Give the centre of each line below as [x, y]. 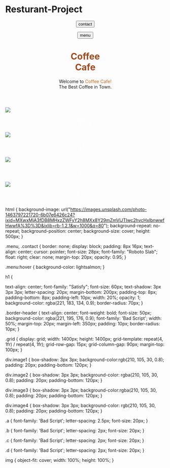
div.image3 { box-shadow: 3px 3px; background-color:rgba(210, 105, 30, [81, 390]
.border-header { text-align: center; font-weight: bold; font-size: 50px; [78, 313]
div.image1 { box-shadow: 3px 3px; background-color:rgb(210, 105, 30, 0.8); [85, 360]
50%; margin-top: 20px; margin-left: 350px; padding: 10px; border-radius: [83, 323]
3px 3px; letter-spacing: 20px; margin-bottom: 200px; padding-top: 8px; [81, 292]
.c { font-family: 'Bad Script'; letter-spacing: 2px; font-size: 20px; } [75, 440]
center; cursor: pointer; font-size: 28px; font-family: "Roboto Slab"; [88, 252]
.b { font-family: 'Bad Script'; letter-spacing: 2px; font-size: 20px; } [75, 430]
